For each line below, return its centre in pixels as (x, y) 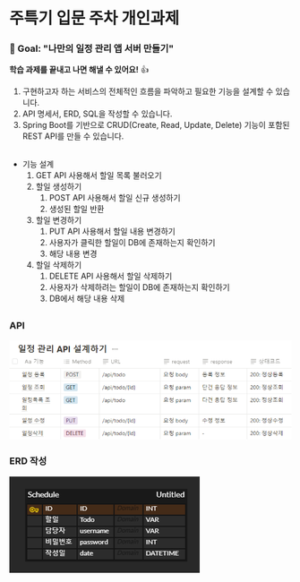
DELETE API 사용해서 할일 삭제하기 (111, 276)
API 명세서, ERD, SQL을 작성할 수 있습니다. (97, 114)
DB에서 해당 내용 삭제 (87, 298)
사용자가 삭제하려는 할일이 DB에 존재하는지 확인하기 (139, 287)
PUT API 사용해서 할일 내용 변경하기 (112, 231)
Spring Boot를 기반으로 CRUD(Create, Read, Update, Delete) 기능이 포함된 (156, 125)
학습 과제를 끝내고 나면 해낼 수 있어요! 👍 (79, 70)
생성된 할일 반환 (77, 209)
